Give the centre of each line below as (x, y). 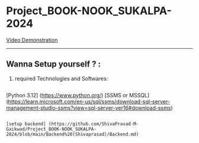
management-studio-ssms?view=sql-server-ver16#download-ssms (89, 107)
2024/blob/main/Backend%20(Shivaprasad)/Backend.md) (73, 134)
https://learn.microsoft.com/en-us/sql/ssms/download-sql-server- (89, 101)
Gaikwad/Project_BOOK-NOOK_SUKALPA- (51, 129)
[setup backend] (26, 124)
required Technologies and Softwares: (61, 78)
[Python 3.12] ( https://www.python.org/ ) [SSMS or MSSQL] (78, 95)
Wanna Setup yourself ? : (54, 64)
